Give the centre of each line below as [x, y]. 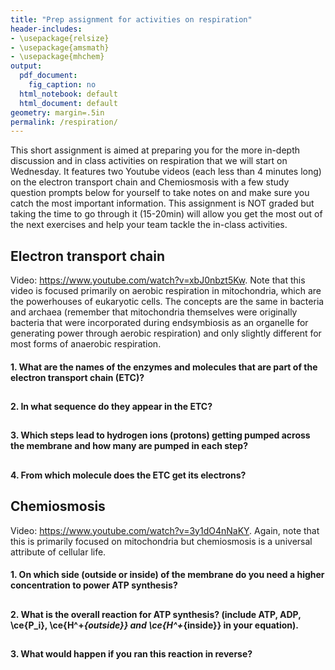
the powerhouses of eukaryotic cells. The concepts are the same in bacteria [167, 302]
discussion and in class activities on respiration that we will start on [149, 161]
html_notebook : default [68, 94]
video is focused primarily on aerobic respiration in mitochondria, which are [166, 291]
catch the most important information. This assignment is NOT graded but [162, 203]
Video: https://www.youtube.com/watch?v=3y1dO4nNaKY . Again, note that [165, 530]
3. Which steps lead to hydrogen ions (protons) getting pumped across [160, 435]
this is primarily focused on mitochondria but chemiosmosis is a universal [161, 541]
